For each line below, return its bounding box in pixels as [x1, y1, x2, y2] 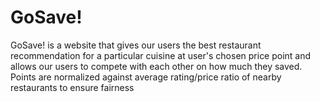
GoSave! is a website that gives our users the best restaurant [10, 39, 262, 51]
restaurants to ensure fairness [10, 81, 135, 93]
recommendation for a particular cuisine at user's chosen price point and [10, 49, 312, 61]
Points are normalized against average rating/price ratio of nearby [10, 71, 282, 83]
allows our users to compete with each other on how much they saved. [10, 60, 303, 72]
